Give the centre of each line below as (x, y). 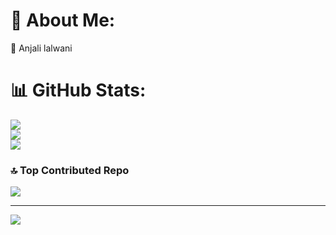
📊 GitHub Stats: (78, 90)
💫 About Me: (63, 20)
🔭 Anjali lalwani (41, 48)
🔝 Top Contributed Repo (70, 170)
